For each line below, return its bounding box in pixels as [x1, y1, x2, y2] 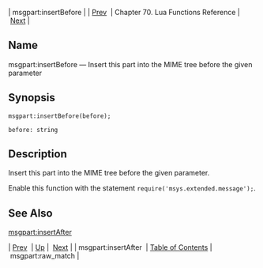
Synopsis [8, 91, 55, 104]
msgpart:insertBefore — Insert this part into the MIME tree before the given [8, 59, 253, 69]
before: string [8, 126, 58, 134]
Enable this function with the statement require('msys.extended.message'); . [8, 183, 257, 193]
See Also [8, 206, 53, 220]
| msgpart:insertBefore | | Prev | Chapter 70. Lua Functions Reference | [8, 8, 241, 17]
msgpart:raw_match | [9, 251, 80, 261]
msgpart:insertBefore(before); [8, 111, 111, 120]
